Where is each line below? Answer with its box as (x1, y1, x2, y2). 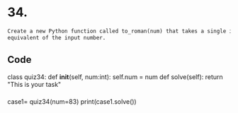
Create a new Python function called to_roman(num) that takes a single (7, 28, 227, 35)
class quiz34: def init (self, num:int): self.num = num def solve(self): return (7, 72, 223, 81)
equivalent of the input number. (7, 34, 106, 41)
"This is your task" (7, 80, 62, 88)
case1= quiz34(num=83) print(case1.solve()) (7, 97, 137, 106)
